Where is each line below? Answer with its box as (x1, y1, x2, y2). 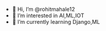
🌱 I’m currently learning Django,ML (12, 18, 100, 25)
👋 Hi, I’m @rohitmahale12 (12, 6, 75, 13)
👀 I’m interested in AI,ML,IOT (12, 12, 85, 19)
